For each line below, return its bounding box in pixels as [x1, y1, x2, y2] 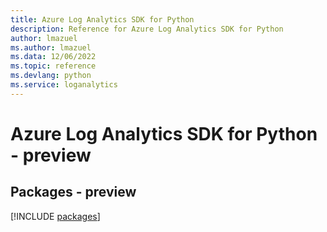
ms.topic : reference [10, 61, 97, 71]
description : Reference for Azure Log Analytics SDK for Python [10, 24, 284, 34]
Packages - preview [10, 184, 137, 201]
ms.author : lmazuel [10, 42, 92, 53]
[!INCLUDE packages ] [10, 210, 101, 222]
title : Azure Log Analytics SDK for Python [10, 14, 195, 25]
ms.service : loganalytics [10, 80, 118, 90]
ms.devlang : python [10, 71, 92, 81]
